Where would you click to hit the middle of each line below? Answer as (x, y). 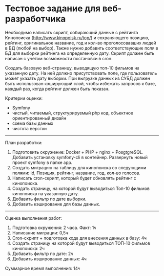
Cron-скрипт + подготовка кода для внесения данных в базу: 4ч (79, 238)
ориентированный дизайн (39, 118)
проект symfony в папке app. (42, 162)
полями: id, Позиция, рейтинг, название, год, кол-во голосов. (76, 173)
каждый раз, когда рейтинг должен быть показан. (57, 89)
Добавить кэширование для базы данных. (56, 204)
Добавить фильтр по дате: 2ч (43, 253)
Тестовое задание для (53, 9)
